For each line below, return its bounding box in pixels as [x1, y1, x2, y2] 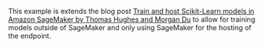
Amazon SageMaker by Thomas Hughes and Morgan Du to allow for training [8, 15, 256, 24]
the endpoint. [8, 31, 52, 40]
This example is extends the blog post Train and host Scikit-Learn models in [8, 7, 254, 15]
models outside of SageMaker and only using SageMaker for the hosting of [8, 23, 252, 32]
